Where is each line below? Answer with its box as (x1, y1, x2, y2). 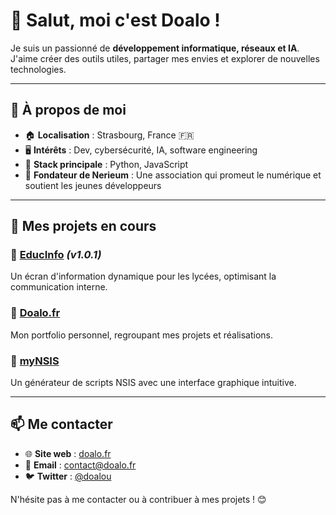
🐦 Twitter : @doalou (24, 470, 112, 482)
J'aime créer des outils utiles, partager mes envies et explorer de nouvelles (10, 52, 320, 64)
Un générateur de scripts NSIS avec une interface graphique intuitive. (10, 377, 297, 389)
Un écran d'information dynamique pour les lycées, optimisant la (10, 270, 277, 283)
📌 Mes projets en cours (10, 218, 157, 235)
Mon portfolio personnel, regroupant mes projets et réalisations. (10, 329, 273, 341)
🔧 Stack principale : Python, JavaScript (24, 158, 189, 170)
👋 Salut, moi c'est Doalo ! (10, 9, 221, 32)
